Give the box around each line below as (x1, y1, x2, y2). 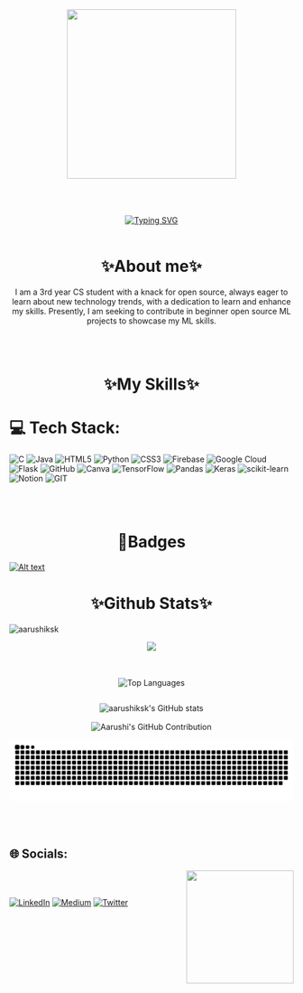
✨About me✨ (100, 257, 203, 276)
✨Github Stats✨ (90, 594, 213, 614)
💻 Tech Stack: (9, 417, 121, 438)
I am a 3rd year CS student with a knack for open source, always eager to (14, 286, 289, 297)
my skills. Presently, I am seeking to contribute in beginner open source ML (12, 305, 291, 316)
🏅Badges (116, 532, 187, 552)
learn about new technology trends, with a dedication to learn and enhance (12, 295, 291, 306)
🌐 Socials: (9, 846, 69, 861)
